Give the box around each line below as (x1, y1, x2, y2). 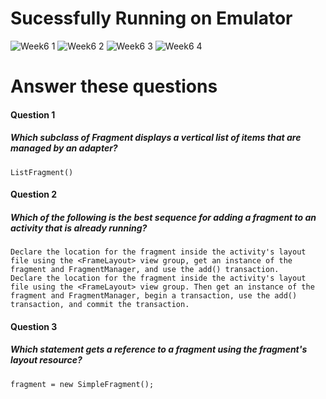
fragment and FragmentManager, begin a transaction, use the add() (10, 291, 298, 301)
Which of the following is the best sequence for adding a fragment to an (10, 211, 317, 223)
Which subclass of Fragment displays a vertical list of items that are (10, 132, 302, 144)
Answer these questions (10, 75, 218, 98)
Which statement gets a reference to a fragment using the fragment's (10, 343, 308, 356)
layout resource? (10, 354, 83, 366)
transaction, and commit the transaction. (10, 300, 190, 310)
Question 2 (10, 188, 58, 201)
